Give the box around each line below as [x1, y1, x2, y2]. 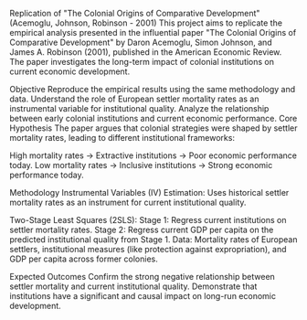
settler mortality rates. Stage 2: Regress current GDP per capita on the [9, 224, 274, 235]
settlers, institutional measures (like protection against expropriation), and [9, 244, 287, 254]
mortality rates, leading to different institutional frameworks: [9, 133, 236, 143]
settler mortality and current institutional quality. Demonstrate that [9, 281, 258, 292]
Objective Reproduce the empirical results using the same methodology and [9, 84, 296, 94]
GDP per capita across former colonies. [9, 253, 158, 264]
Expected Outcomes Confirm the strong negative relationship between [9, 272, 276, 282]
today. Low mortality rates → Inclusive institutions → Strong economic [9, 160, 273, 170]
